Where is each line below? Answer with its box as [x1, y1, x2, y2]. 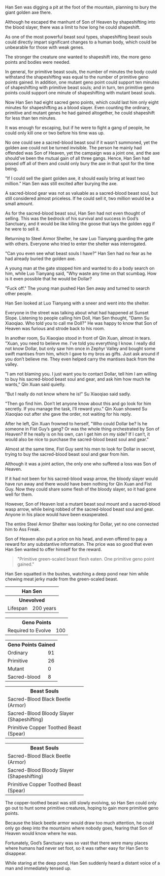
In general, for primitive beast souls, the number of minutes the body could [5, 69, 157, 75]
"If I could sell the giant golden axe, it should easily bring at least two [5, 175, 145, 181]
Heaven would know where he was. [5, 831, 77, 836]
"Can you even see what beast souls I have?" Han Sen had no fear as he [5, 251, 152, 256]
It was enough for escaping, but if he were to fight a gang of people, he [5, 125, 150, 131]
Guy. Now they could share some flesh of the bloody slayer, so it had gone [5, 486, 157, 492]
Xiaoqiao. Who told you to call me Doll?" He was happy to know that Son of [5, 320, 158, 326]
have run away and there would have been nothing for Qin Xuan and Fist [5, 481, 152, 486]
